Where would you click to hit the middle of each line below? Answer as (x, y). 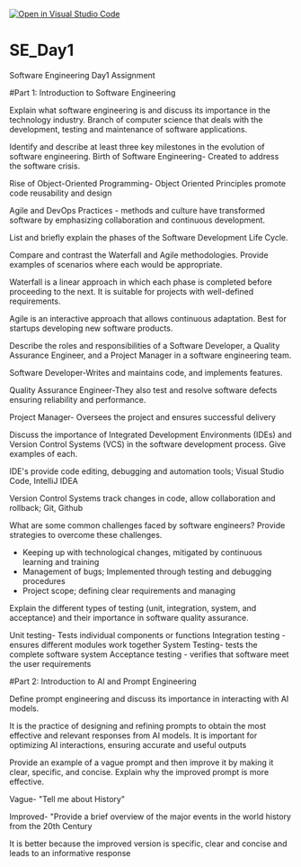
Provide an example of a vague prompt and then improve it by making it (142, 762)
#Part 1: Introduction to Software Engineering (93, 92)
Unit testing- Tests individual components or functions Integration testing (145, 634)
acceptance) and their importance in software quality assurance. (129, 617)
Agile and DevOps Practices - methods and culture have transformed (137, 210)
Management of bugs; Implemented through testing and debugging (147, 571)
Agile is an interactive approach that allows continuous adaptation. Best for (148, 318)
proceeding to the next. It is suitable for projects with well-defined (132, 291)
